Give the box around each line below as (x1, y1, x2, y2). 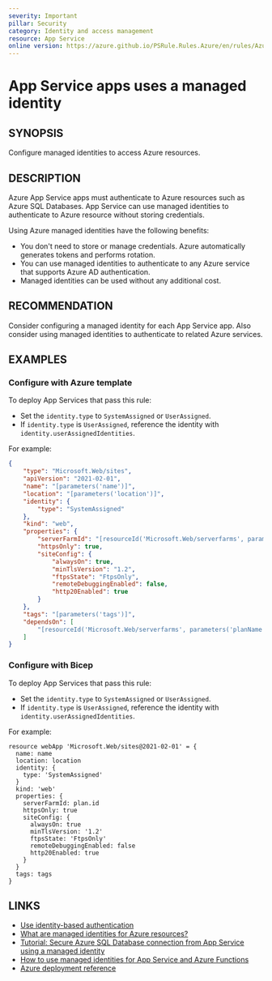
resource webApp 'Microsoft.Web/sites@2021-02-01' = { (8, 742, 198, 750)
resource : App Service (8, 34, 85, 43)
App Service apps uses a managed (8, 77, 247, 96)
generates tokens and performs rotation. (19, 250, 155, 259)
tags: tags (15, 870, 53, 878)
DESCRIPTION (8, 171, 81, 185)
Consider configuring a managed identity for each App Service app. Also (8, 321, 251, 331)
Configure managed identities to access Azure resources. (8, 147, 201, 158)
